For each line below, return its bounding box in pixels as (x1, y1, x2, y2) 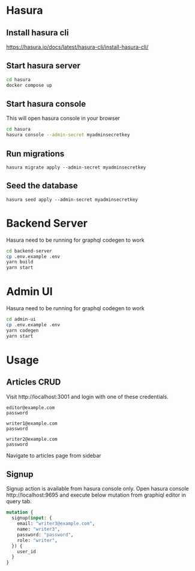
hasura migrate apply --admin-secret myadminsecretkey (6, 164, 146, 170)
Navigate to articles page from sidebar (6, 452, 101, 459)
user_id (17, 548, 36, 555)
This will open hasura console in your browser (6, 115, 120, 122)
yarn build (6, 259, 34, 265)
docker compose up (6, 82, 52, 88)
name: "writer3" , (17, 526, 61, 533)
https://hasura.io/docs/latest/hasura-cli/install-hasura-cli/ (6, 43, 149, 50)
